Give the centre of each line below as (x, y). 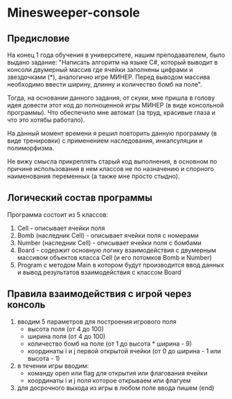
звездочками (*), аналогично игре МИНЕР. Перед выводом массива (109, 77)
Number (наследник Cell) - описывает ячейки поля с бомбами (109, 242)
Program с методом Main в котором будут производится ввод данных (121, 265)
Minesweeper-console (74, 13)
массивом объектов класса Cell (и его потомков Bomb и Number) (115, 257)
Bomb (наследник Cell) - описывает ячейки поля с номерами (108, 235)
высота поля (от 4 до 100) (65, 329)
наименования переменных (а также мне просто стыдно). (93, 176)
